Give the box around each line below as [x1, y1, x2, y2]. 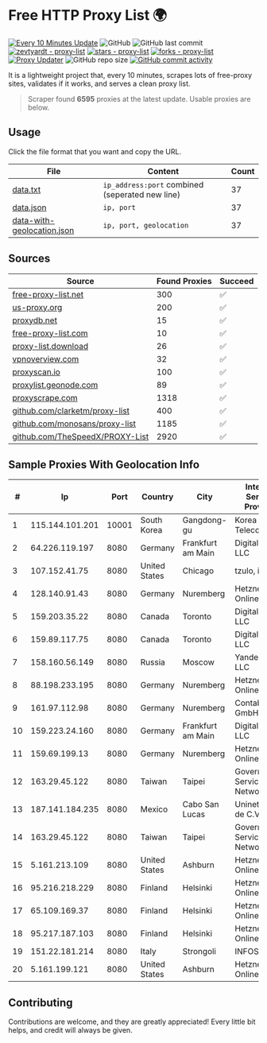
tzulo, [234, 565, 256, 576]
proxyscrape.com [12, 392, 78, 403]
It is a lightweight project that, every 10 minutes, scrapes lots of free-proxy [8, 70, 253, 79]
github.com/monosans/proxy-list [12, 418, 137, 429]
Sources [8, 252, 51, 266]
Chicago [182, 565, 215, 576]
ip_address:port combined [103, 179, 204, 190]
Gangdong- [182, 514, 227, 525]
